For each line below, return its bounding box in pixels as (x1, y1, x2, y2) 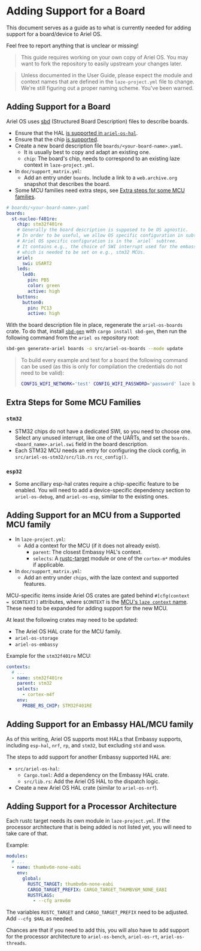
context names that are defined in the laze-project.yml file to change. (20, 78, 194, 85)
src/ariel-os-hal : (14, 765, 60, 772)
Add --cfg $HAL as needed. (6, 915, 74, 922)
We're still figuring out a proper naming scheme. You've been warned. (20, 84, 194, 91)
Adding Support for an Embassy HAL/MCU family (6, 720, 194, 730)
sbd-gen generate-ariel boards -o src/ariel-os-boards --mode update (6, 346, 184, 352)
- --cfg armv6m (32, 898, 71, 904)
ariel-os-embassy (14, 642, 59, 648)
